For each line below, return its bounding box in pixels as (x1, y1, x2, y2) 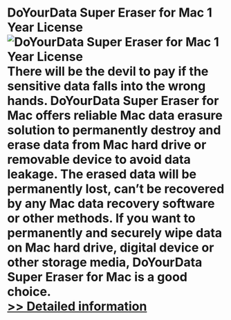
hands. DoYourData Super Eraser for (7, 93, 219, 109)
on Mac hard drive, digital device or (7, 240, 214, 256)
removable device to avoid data (7, 152, 192, 167)
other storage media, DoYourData (7, 254, 203, 270)
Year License (7, 19, 84, 35)
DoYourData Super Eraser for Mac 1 (7, 5, 212, 21)
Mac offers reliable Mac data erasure (7, 108, 223, 124)
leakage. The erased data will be (7, 167, 197, 182)
